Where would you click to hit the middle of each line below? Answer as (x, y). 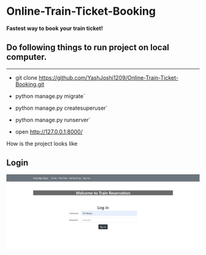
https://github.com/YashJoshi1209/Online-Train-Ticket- (109, 77)
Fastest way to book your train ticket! (55, 28)
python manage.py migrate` (50, 96)
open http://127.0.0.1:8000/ (49, 131)
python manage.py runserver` (53, 120)
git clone (26, 77)
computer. (27, 57)
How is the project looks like (42, 143)
